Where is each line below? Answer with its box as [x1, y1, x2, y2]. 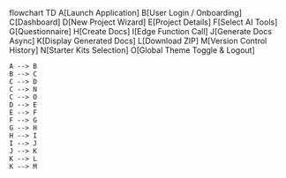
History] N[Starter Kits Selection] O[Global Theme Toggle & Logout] [9, 45, 256, 56]
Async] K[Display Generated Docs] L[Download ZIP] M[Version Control [9, 35, 267, 46]
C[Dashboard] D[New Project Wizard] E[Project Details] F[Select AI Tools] [9, 17, 278, 27]
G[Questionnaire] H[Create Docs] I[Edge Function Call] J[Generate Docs [9, 26, 272, 36]
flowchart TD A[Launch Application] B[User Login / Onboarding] [9, 8, 243, 18]
